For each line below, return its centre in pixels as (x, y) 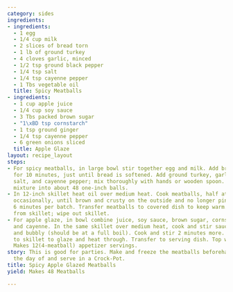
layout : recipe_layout (40, 156)
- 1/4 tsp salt (35, 71)
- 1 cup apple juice (43, 104)
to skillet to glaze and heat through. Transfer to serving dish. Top (118, 239)
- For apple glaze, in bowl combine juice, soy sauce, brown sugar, (108, 220)
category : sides (31, 14)
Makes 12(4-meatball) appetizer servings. (76, 246)
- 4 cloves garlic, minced (52, 59)
